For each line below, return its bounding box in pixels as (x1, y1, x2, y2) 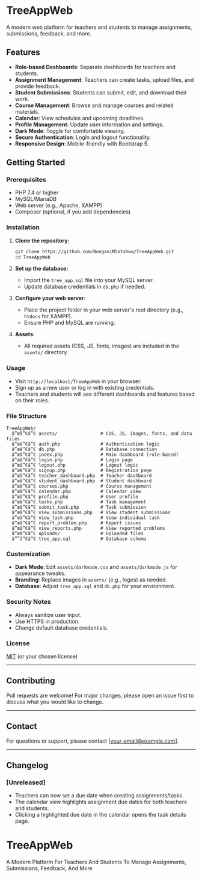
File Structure (6, 411, 47, 420)
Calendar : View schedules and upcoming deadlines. (14, 114, 145, 121)
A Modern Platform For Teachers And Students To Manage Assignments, (6, 858, 186, 866)
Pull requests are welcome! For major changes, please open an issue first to (6, 692, 194, 699)
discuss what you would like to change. (6, 698, 104, 705)
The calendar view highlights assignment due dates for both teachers (14, 798, 188, 806)
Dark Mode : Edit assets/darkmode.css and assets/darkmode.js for (14, 563, 177, 571)
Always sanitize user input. (14, 611, 82, 618)
